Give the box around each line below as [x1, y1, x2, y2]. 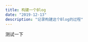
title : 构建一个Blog [5, 7, 46, 13]
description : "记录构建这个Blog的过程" [5, 17, 83, 22]
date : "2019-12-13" [5, 12, 47, 17]
